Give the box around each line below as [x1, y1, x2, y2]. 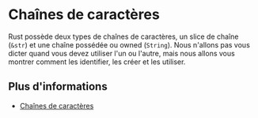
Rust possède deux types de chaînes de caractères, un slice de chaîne [8, 32, 239, 41]
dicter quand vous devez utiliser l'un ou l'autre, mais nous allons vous [8, 48, 235, 58]
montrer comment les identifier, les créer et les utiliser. [8, 57, 186, 67]
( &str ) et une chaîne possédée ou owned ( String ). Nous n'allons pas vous [8, 40, 251, 49]
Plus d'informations [8, 80, 108, 93]
